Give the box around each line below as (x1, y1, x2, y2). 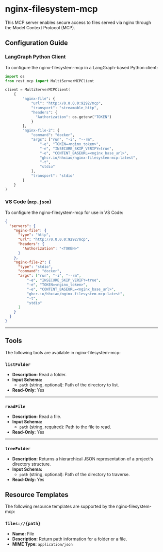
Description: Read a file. (12, 414, 62, 419)
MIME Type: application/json (12, 541, 73, 547)
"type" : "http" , (17, 232, 51, 237)
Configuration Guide (5, 39, 68, 47)
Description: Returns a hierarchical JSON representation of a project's (12, 456, 154, 461)
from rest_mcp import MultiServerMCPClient (5, 78, 95, 83)
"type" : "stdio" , (17, 264, 53, 269)
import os (5, 74, 25, 79)
